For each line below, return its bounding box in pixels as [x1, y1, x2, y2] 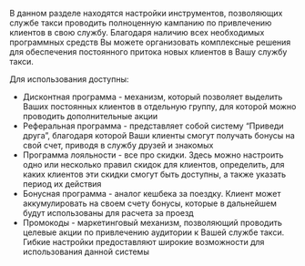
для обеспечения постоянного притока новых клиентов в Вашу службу [9, 46, 288, 57]
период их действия [22, 179, 102, 189]
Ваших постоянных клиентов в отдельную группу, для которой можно [22, 101, 297, 112]
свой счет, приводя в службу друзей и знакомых [22, 140, 214, 150]
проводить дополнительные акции [22, 111, 158, 121]
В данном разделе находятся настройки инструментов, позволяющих [9, 8, 283, 18]
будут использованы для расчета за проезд [22, 208, 194, 218]
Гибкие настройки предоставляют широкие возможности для [22, 237, 265, 247]
